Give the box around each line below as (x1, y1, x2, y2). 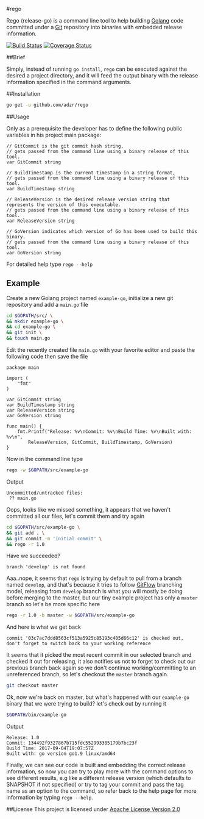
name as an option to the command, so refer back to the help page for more (6, 787, 197, 795)
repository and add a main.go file (6, 301, 88, 308)
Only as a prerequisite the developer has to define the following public (6, 124, 183, 132)
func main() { (6, 423, 43, 429)
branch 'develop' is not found (6, 564, 86, 570)
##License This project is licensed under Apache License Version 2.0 (6, 806, 181, 813)
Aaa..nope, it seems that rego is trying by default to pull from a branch (6, 574, 181, 582)
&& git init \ (6, 329, 43, 336)
